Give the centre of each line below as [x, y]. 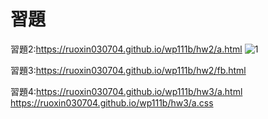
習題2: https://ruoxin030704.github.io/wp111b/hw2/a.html [126, 49]
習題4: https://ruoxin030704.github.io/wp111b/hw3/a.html [126, 91]
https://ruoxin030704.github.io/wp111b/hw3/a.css [112, 102]
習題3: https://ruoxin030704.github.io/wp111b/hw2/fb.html [128, 70]
